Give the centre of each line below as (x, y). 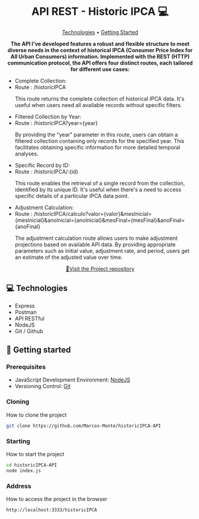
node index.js (24, 471)
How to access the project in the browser (57, 499)
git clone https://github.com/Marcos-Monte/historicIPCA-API (84, 426)
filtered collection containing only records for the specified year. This (99, 141)
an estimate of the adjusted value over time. (69, 257)
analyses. (27, 154)
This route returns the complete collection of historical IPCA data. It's (99, 99)
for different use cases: (100, 69)
